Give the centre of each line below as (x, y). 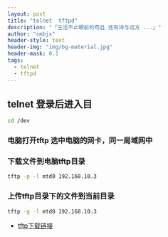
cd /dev (19, 121)
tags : (15, 60)
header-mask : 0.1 (33, 54)
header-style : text (36, 41)
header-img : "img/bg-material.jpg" (60, 47)
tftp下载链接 (35, 226)
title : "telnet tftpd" (43, 21)
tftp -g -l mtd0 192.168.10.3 (52, 211)
